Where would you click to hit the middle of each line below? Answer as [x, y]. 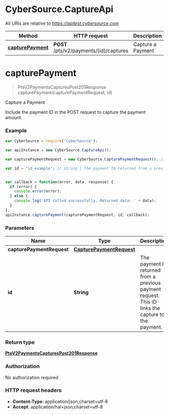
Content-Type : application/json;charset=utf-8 [60, 401]
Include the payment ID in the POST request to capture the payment [75, 112]
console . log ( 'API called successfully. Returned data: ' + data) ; [85, 201]
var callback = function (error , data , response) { [59, 182]
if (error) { [23, 187]
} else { [19, 196]
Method [28, 35]
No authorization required [32, 377]
